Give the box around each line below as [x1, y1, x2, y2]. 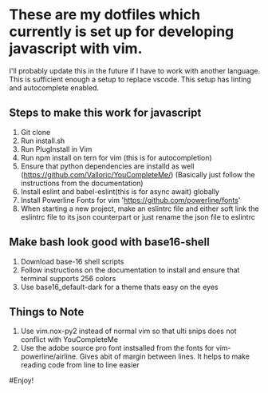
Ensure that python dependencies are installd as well [20, 161, 195, 171]
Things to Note [9, 305, 85, 319]
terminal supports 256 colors [20, 273, 116, 283]
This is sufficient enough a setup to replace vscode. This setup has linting [9, 74, 252, 84]
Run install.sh [20, 136, 65, 145]
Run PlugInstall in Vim [20, 144, 93, 153]
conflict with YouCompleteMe [20, 335, 119, 344]
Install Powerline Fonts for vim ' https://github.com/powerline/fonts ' [20, 195, 241, 204]
